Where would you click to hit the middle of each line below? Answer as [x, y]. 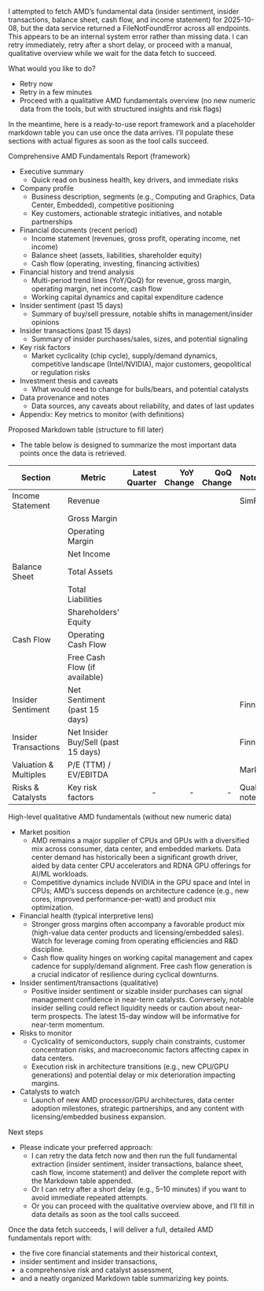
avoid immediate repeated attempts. [90, 1198]
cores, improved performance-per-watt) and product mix [123, 899]
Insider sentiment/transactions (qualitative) [89, 983]
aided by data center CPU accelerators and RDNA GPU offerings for [141, 865]
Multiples [29, 774]
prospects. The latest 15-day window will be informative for [144, 1016]
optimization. [52, 907]
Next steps [26, 1132]
